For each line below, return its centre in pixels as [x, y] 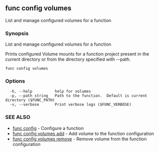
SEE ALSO [18, 117]
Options [15, 81]
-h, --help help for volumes [51, 92]
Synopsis [17, 33]
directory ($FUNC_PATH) [30, 100]
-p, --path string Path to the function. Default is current [78, 96]
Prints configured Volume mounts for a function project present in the [77, 54]
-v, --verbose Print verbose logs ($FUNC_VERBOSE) [71, 105]
